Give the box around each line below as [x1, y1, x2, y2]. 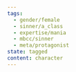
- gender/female [13, 16, 60, 23]
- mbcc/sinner [13, 36, 54, 43]
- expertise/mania [13, 29, 67, 36]
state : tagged [7, 49, 48, 56]
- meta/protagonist [13, 42, 70, 49]
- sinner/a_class [13, 23, 64, 29]
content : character [7, 55, 64, 62]
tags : [7, 10, 23, 17]
